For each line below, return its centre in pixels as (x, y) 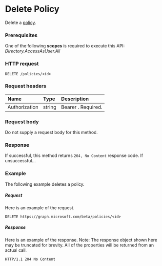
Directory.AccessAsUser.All (33, 51)
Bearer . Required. (81, 107)
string (50, 107)
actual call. (16, 250)
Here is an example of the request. (40, 208)
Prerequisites (21, 35)
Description (75, 99)
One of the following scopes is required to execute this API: (65, 46)
